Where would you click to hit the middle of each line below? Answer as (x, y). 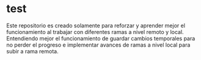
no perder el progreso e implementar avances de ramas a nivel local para (98, 45)
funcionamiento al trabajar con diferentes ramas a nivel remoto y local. (95, 32)
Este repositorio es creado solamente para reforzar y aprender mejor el (96, 25)
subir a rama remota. (33, 51)
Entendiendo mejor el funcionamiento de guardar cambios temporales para (101, 38)
